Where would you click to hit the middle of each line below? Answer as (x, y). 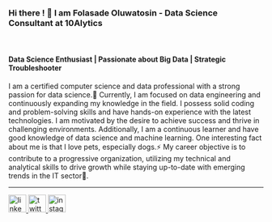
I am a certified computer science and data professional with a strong (124, 86)
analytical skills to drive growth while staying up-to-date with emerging (127, 167)
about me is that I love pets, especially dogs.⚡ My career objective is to (127, 147)
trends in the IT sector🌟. (49, 175)
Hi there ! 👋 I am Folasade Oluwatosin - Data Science (113, 13)
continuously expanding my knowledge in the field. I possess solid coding (132, 103)
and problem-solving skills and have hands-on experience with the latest (130, 112)
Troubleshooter (35, 67)
